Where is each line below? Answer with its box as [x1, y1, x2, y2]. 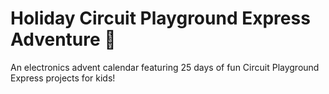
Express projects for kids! [10, 72, 116, 84]
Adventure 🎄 [10, 28, 117, 51]
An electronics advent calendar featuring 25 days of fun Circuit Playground [10, 61, 320, 73]
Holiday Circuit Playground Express [10, 7, 311, 30]
